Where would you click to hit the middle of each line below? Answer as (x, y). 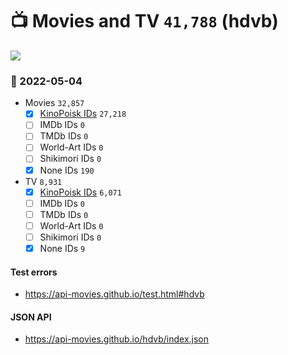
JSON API (31, 317)
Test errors (34, 272)
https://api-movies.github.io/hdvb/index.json (117, 339)
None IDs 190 (67, 170)
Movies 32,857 (54, 103)
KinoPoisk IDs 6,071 (80, 192)
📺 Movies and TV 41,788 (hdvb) (144, 21)
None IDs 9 (62, 248)
